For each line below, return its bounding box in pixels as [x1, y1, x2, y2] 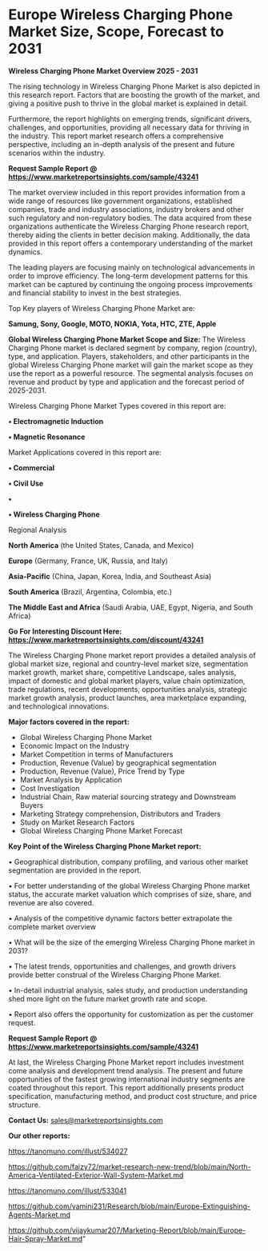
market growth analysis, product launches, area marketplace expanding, [8, 693, 246, 702]
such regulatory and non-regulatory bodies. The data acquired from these [8, 213, 252, 222]
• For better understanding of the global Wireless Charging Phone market [8, 881, 250, 890]
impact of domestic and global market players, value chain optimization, [8, 676, 246, 685]
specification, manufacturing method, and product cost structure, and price [8, 1091, 258, 1101]
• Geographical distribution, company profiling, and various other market [8, 857, 249, 866]
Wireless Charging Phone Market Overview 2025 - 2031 [8, 66, 198, 75]
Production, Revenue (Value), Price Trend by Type [19, 766, 186, 776]
